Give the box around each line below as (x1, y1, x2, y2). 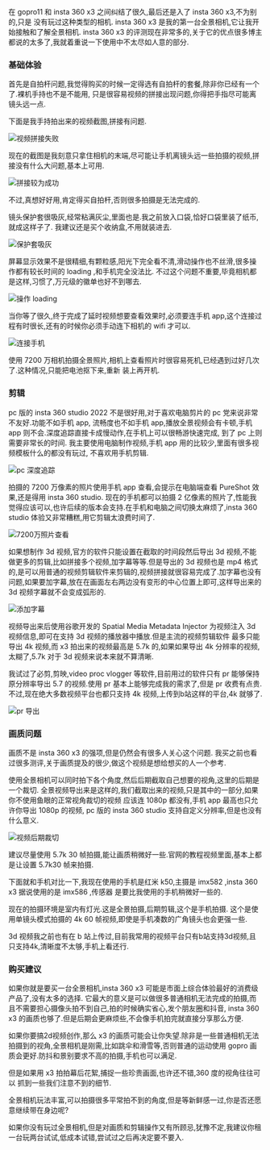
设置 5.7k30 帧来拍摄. (22, 860, 94, 869)
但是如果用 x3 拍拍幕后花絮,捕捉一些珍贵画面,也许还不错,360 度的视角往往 (8, 1068, 254, 1078)
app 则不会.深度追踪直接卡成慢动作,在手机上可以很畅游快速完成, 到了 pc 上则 (8, 427, 263, 437)
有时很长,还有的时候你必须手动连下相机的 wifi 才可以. (15, 321, 191, 331)
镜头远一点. (8, 99, 47, 109)
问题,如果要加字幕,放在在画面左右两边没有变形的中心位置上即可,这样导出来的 (8, 577, 262, 586)
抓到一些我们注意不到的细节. (17, 1078, 111, 1088)
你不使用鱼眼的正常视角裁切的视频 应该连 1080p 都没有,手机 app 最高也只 (8, 795, 251, 805)
